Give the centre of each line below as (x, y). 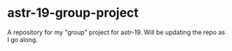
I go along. (23, 39)
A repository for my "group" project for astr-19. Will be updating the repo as (116, 32)
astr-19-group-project (73, 13)
